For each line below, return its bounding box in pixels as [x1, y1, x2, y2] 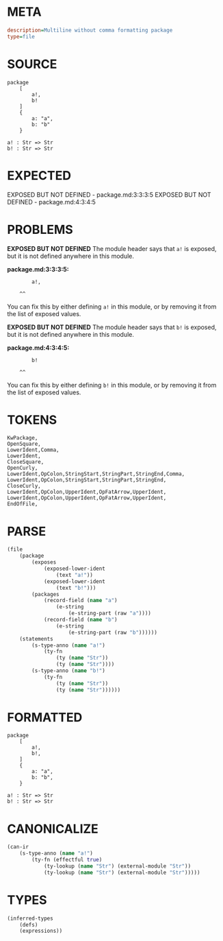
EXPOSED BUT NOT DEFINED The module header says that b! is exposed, [7, 323, 217, 331]
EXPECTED [7, 167, 72, 183]
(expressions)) [19, 927, 63, 935]
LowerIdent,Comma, [7, 446, 60, 453]
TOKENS [7, 412, 57, 427]
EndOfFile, [7, 501, 38, 508]
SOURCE [7, 56, 57, 72]
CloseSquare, [7, 459, 44, 466]
